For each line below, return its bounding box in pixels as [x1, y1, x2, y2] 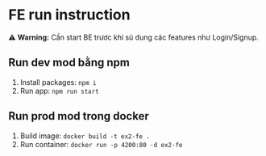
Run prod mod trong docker [8, 109, 149, 123]
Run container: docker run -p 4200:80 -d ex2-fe [19, 139, 183, 149]
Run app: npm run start [19, 86, 99, 95]
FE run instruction [8, 6, 131, 24]
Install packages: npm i [19, 77, 97, 86]
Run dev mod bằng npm [8, 56, 131, 70]
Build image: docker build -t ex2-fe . [19, 131, 151, 141]
